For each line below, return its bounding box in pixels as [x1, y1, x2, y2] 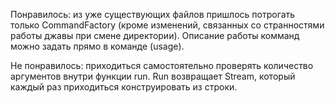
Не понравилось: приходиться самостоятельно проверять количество [10, 60, 314, 71]
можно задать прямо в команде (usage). [10, 40, 185, 52]
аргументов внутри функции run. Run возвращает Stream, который [10, 70, 296, 82]
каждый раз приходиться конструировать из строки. [10, 81, 238, 93]
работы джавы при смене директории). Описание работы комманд [10, 30, 300, 41]
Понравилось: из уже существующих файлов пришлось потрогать [10, 9, 296, 20]
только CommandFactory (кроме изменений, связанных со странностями [10, 19, 325, 31]
